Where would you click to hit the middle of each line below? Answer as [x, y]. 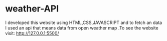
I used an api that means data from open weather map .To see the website [82, 27]
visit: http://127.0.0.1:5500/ [32, 33]
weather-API [32, 9]
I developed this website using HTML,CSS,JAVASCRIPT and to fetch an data [83, 22]
